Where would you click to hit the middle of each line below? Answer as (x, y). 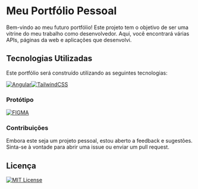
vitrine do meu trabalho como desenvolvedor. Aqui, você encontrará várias (98, 33)
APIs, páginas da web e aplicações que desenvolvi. (69, 40)
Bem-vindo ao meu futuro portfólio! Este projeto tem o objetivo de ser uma (98, 27)
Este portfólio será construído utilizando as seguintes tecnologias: (87, 73)
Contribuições (27, 127)
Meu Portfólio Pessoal (62, 11)
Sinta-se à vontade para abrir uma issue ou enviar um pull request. (88, 147)
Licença (21, 166)
